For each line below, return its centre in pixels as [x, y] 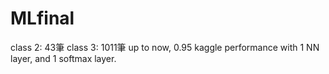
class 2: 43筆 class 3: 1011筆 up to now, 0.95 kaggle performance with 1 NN [165, 47]
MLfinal [42, 18]
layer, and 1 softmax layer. [63, 58]
